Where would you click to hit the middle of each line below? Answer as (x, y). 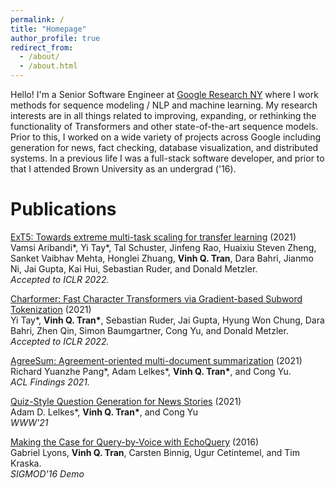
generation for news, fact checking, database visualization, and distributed (164, 147)
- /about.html (48, 66)
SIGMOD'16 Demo (47, 473)
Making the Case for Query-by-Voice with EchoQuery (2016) (134, 442)
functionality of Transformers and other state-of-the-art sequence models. (164, 126)
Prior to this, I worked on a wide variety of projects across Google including (166, 137)
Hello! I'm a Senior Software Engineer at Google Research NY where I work (164, 94)
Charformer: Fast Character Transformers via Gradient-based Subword (156, 298)
